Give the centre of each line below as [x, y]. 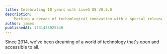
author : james [20, 23]
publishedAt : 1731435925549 [34, 28]
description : [19, 14]
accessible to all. [22, 47]
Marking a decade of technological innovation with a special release [89, 19]
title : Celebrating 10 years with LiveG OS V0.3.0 [59, 10]
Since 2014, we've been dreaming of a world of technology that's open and [82, 42]
